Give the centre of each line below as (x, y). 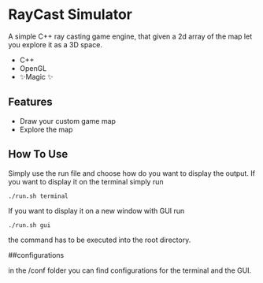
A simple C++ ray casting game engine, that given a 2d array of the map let (130, 36)
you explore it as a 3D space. (55, 44)
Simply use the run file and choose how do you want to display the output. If (132, 173)
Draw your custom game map (68, 121)
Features (30, 102)
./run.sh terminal (38, 196)
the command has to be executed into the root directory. (100, 240)
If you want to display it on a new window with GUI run (96, 210)
